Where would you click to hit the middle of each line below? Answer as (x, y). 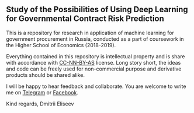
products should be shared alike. (45, 75)
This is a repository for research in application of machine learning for (90, 33)
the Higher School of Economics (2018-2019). (61, 45)
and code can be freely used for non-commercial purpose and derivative (94, 69)
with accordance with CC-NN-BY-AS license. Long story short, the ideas (93, 62)
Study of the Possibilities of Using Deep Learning (97, 10)
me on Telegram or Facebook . (42, 92)
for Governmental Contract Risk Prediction (85, 19)
